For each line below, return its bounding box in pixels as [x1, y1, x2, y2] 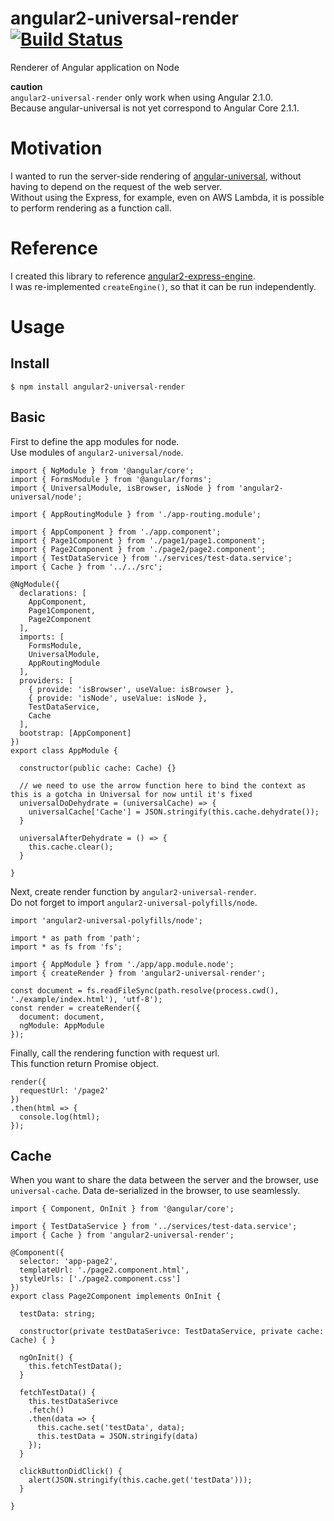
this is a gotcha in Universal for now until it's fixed [10, 789, 253, 799]
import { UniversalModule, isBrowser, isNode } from [10, 483, 235, 493]
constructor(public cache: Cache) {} [19, 763, 177, 773]
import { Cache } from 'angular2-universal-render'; [10, 1230, 235, 1241]
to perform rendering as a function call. [10, 202, 172, 214]
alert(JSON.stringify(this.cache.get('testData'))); [28, 1475, 253, 1486]
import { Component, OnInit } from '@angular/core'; [10, 1204, 235, 1214]
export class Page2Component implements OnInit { [10, 1292, 222, 1302]
